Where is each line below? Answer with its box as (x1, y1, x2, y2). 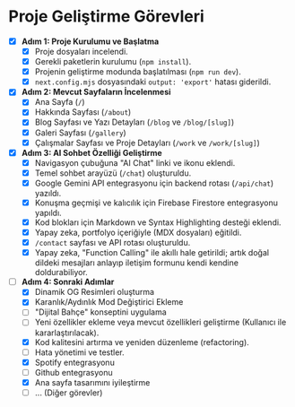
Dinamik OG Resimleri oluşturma (34, 287, 154, 298)
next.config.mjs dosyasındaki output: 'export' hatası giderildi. (34, 76, 272, 87)
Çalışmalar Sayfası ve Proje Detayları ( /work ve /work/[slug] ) (34, 137, 261, 148)
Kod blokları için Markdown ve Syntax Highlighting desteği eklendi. (34, 217, 282, 228)
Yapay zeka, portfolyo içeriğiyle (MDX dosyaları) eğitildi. (34, 227, 242, 238)
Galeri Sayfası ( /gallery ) (34, 127, 126, 138)
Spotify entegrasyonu (34, 357, 116, 368)
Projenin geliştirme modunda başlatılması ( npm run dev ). (34, 66, 241, 77)
